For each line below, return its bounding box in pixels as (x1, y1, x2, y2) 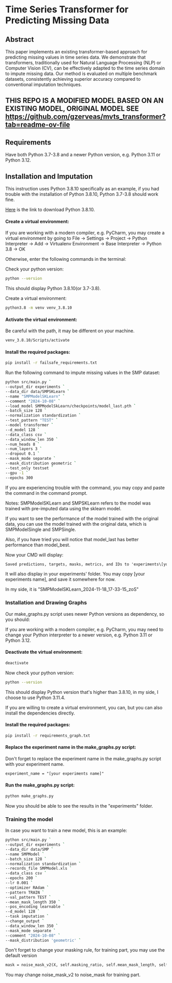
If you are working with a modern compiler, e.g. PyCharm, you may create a (5, 230, 165, 236)
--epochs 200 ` (5, 875, 38, 881)
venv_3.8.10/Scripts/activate (5, 338, 70, 343)
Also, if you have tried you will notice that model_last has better (5, 536, 139, 542)
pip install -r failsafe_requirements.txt (5, 360, 97, 366)
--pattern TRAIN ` (5, 890, 45, 895)
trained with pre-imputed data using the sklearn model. (5, 505, 122, 511)
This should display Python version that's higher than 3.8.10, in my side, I (5, 689, 159, 695)
